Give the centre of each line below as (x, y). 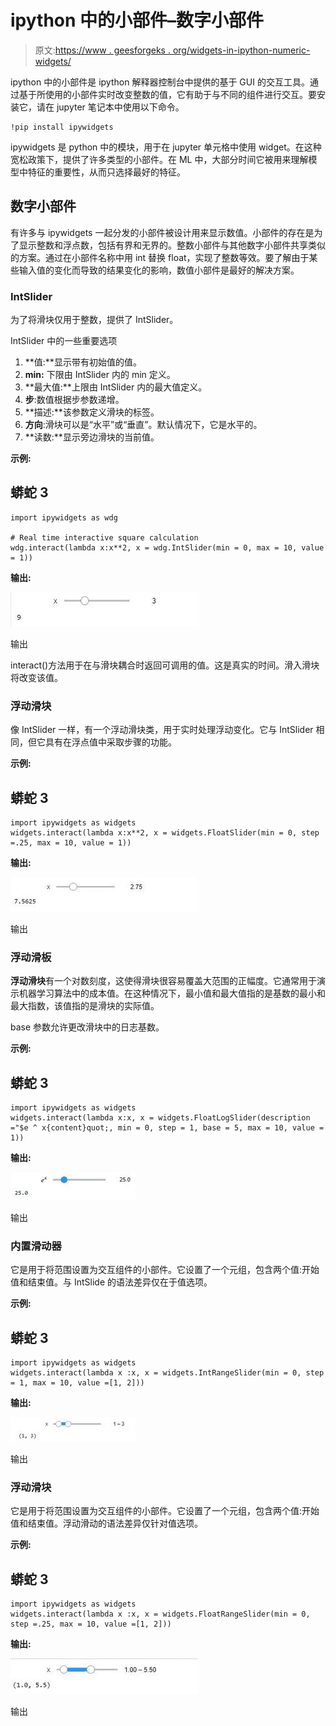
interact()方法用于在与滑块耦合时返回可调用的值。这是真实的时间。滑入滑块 (165, 665)
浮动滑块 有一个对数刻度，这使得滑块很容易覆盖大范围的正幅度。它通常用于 (163, 981)
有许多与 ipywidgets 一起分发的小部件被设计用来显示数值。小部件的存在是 (162, 232)
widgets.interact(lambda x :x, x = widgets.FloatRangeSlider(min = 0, (160, 1614)
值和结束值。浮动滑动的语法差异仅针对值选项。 (106, 1523)
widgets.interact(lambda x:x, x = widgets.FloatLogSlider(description (160, 1118)
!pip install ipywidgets (62, 127)
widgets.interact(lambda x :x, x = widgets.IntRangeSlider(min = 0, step (167, 1373)
